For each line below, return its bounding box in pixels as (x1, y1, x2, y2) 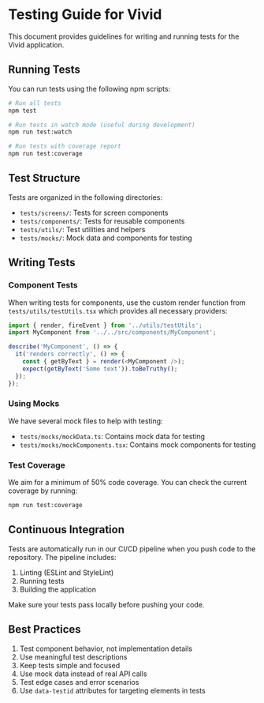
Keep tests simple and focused (19, 660, 121, 670)
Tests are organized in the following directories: (8, 192, 163, 202)
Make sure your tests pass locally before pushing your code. (8, 600, 205, 609)
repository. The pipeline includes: (8, 552, 117, 562)
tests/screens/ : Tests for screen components (19, 208, 169, 217)
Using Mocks (8, 398, 60, 409)
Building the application (19, 585, 97, 594)
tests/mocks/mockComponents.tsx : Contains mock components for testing (19, 440, 256, 449)
